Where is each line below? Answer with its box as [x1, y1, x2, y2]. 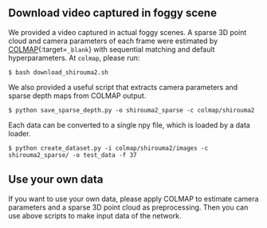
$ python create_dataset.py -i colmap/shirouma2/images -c [8, 143, 209, 152]
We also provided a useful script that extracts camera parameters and [8, 82, 238, 92]
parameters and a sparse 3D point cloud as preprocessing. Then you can [8, 202, 249, 212]
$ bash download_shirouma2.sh [8, 68, 109, 77]
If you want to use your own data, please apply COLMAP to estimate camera [8, 194, 259, 203]
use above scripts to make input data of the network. [8, 210, 182, 220]
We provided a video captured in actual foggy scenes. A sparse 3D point [8, 27, 247, 37]
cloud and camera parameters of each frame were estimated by [8, 36, 218, 45]
